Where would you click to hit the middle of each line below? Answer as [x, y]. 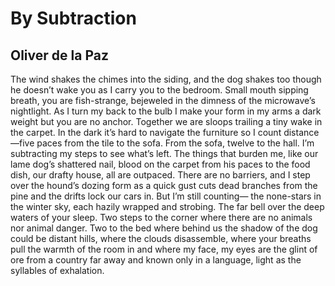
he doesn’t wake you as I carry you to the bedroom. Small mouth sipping [159, 90]
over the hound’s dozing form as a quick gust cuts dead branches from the [164, 185]
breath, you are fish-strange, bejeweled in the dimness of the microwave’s [163, 100]
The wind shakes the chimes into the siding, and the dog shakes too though [166, 79]
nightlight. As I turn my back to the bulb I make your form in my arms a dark [166, 111]
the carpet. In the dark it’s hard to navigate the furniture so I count [146, 132]
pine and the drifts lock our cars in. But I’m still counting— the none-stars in [166, 196]
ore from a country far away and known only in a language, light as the [156, 260]
